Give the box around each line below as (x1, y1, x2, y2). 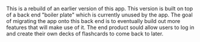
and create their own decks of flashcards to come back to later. (6, 30, 164, 37)
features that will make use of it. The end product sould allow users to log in (6, 24, 195, 31)
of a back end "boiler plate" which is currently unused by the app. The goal (6, 11, 193, 18)
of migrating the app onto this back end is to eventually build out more (6, 18, 181, 24)
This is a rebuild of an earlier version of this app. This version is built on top (6, 5, 193, 12)
